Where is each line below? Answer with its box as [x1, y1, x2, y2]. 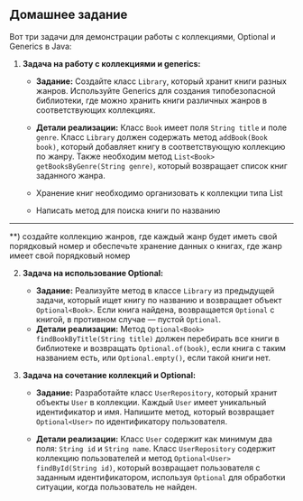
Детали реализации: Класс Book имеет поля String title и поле [35, 122, 287, 133]
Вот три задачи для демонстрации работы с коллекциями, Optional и [9, 31, 276, 42]
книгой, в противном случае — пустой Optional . [35, 313, 222, 324]
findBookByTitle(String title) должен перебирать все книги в [35, 333, 280, 344]
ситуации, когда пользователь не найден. [35, 481, 197, 492]
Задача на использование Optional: [22, 267, 164, 278]
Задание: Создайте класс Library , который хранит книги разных [35, 76, 287, 87]
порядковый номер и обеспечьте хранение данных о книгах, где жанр [9, 240, 282, 251]
